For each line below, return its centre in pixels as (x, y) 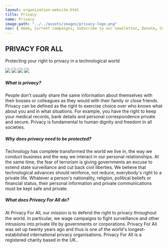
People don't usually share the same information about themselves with (79, 95)
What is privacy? (23, 83)
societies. (15, 127)
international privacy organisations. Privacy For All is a (86, 234)
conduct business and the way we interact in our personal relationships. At (82, 156)
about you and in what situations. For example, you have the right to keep (81, 111)
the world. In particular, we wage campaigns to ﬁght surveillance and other (82, 218)
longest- (137, 229)
